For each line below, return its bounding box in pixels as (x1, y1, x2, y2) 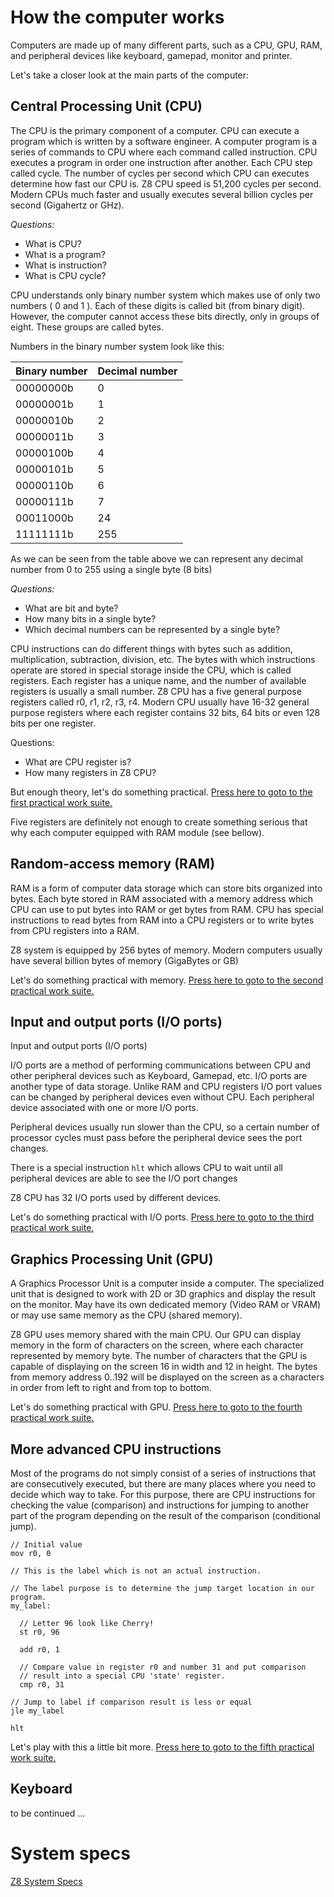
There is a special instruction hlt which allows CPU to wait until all (10, 1162, 283, 1174)
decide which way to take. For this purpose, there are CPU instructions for (10, 1489, 316, 1500)
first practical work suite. (10, 796, 113, 808)
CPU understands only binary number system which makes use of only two (10, 289, 321, 301)
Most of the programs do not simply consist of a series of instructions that (10, 1467, 317, 1479)
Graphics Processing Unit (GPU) (10, 1251, 214, 1268)
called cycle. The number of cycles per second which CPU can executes (10, 167, 310, 179)
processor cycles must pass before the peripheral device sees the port (10, 1132, 303, 1144)
